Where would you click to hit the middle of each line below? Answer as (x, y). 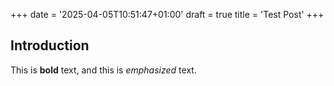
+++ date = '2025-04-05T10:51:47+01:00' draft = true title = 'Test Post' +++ (167, 14)
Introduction (50, 45)
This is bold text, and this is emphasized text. (103, 70)
